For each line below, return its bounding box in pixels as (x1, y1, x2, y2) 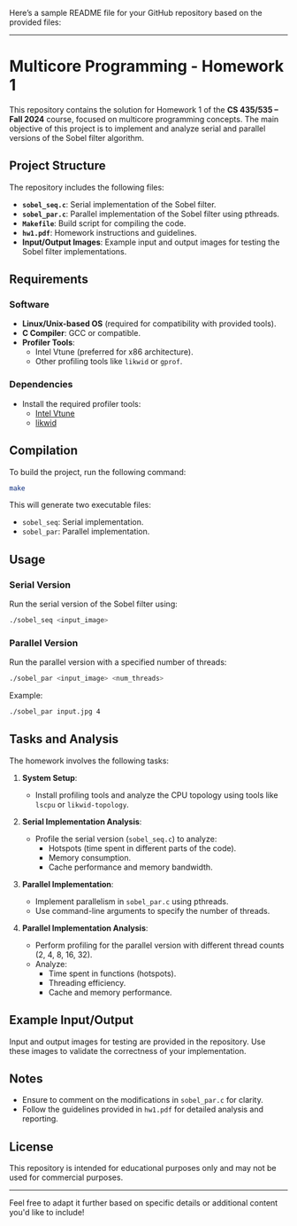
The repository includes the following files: (9, 182, 165, 192)
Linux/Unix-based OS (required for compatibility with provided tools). (21, 318, 277, 329)
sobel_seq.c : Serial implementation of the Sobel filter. (21, 199, 217, 209)
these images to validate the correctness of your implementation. (9, 1045, 247, 1056)
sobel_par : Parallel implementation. (21, 527, 150, 537)
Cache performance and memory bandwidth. (48, 862, 214, 872)
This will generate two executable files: (9, 500, 152, 511)
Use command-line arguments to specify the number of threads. (34, 905, 270, 916)
